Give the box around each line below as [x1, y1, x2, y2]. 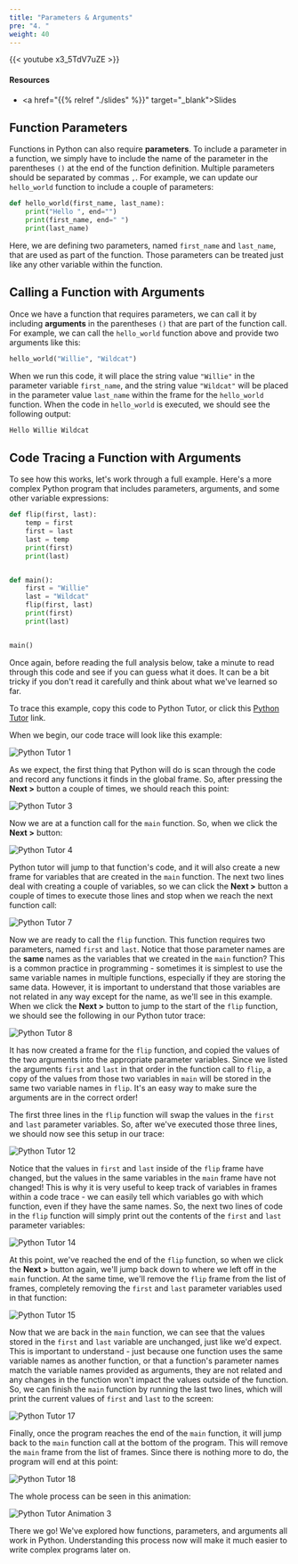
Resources [9, 74, 51, 85]
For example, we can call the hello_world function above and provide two [9, 327, 279, 338]
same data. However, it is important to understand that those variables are [9, 981, 281, 992]
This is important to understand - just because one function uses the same [9, 1345, 283, 1356]
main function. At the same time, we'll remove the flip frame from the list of [9, 1273, 286, 1284]
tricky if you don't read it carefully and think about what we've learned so [9, 675, 278, 687]
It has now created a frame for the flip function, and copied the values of [9, 1045, 280, 1055]
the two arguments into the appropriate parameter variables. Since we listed [9, 1054, 288, 1064]
